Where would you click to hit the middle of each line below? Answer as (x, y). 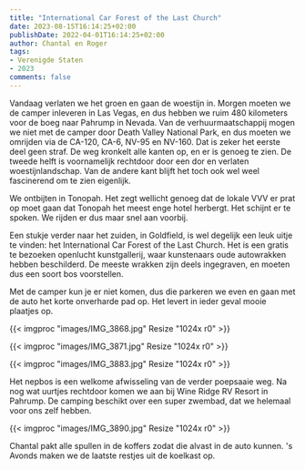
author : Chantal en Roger (58, 43)
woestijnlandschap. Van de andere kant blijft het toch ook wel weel (134, 170)
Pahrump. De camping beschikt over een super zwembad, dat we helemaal (150, 401)
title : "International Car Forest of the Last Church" (116, 18)
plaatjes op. (31, 311)
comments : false (40, 77)
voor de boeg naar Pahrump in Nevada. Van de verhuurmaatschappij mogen (152, 122)
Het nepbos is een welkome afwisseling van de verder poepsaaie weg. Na (148, 381)
